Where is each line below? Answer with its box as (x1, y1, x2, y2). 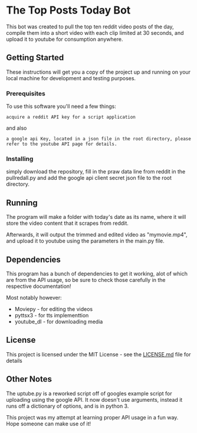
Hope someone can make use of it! (6, 420, 91, 427)
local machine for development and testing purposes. (6, 74, 136, 81)
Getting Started (6, 53, 64, 63)
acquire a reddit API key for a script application (6, 114, 136, 120)
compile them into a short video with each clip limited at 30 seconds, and (6, 29, 184, 36)
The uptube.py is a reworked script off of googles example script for (6, 390, 172, 397)
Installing (6, 155, 34, 163)
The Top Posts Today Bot (6, 4, 131, 17)
